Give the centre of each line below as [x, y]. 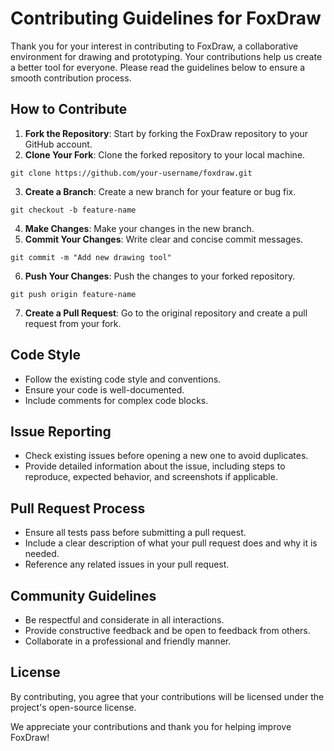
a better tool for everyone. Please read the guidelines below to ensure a [158, 67]
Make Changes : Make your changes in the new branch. [139, 228]
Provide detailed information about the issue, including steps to [155, 466]
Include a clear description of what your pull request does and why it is [171, 543]
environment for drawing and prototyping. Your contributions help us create [166, 56]
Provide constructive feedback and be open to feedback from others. [167, 630]
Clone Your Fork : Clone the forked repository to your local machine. [165, 154]
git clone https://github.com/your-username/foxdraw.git [131, 173]
